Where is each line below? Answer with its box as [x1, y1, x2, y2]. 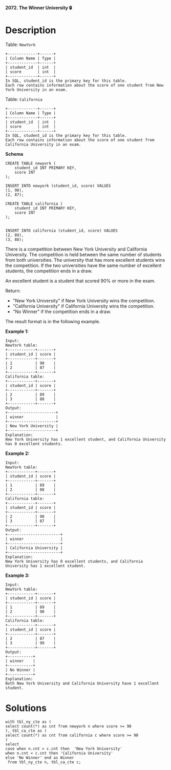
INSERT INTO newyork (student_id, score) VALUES [5, 183, 111, 189]
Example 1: [5, 328, 29, 335]
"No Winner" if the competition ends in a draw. [12, 308, 112, 315]
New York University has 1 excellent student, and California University [5, 436, 166, 442]
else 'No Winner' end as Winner [5, 755, 74, 760]
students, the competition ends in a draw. [5, 267, 93, 274]
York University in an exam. [5, 87, 68, 92]
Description [5, 25, 56, 36]
